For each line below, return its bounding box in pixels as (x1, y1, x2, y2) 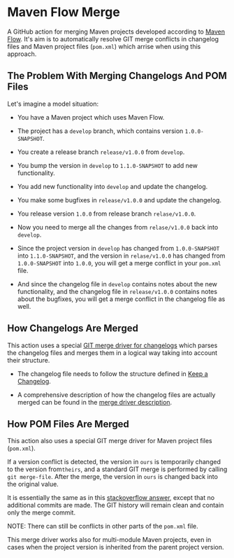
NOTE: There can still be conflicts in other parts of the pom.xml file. (7, 522, 198, 531)
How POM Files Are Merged (7, 418, 129, 430)
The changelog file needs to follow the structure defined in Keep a (17, 369, 208, 378)
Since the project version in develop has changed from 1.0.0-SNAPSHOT (17, 244, 220, 252)
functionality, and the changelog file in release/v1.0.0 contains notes (17, 287, 218, 295)
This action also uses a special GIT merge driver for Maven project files (7, 437, 212, 445)
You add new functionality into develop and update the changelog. (17, 182, 208, 190)
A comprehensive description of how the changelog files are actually (17, 390, 216, 399)
